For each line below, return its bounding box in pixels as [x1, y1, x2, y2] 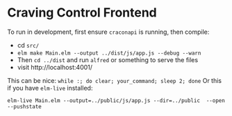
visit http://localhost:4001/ [17, 63, 92, 71]
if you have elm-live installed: [7, 84, 93, 92]
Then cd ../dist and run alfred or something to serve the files [17, 55, 199, 64]
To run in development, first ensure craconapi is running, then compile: [7, 28, 210, 36]
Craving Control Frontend [7, 5, 158, 21]
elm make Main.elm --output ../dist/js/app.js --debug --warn [17, 50, 201, 57]
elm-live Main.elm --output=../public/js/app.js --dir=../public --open [7, 97, 226, 104]
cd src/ [17, 41, 40, 49]
